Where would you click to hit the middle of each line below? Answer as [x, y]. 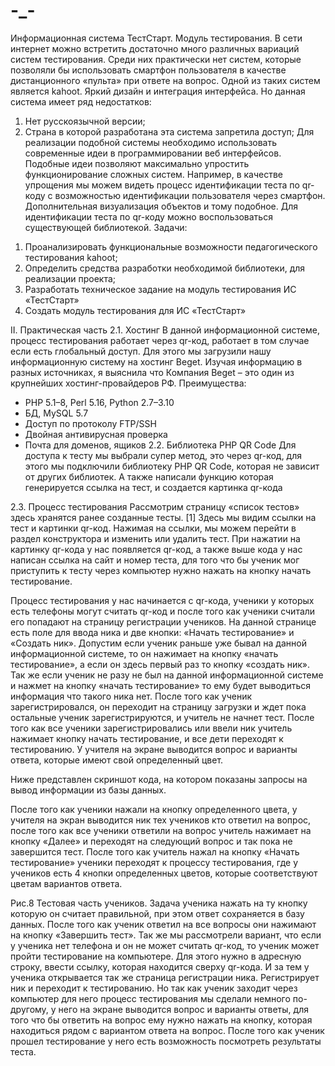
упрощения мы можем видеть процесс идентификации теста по [162, 185]
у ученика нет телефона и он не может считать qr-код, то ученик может [165, 945]
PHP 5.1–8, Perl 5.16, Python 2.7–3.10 [99, 402]
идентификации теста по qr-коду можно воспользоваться [148, 216]
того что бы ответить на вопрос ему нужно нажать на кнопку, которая [161, 1020]
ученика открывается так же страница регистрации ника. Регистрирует [165, 977]
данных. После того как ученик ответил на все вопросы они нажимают [163, 924]
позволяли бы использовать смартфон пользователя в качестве [148, 70]
